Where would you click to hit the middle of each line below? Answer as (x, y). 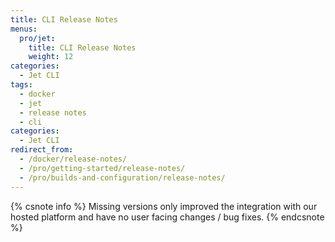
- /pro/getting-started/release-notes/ (102, 168)
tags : (21, 85)
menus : (24, 29)
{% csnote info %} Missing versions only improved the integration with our (164, 206)
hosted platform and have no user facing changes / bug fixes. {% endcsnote (167, 217)
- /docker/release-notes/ (73, 159)
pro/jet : (37, 38)
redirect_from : (42, 150)
